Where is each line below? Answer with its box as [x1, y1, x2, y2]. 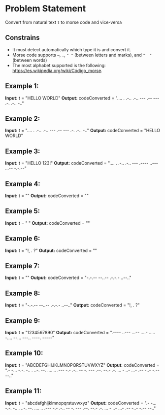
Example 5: [5, 207, 40, 215]
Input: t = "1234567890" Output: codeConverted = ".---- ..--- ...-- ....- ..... [5, 330, 155, 336]
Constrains [5, 34, 40, 42]
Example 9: [5, 316, 40, 325]
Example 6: [5, 235, 40, 243]
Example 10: [5, 349, 43, 357]
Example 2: [5, 114, 40, 123]
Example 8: [5, 289, 40, 297]
